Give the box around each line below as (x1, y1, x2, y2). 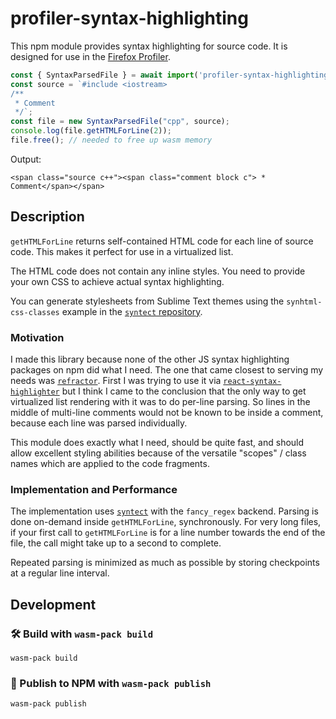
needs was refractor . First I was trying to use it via (10, 375, 222, 387)
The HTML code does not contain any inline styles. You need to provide (10, 265, 306, 277)
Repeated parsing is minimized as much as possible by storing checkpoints (10, 557, 320, 569)
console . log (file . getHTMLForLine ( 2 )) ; (10, 126, 172, 136)
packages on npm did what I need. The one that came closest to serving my (10, 364, 324, 376)
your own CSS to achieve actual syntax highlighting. (10, 275, 225, 287)
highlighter (10, 387, 60, 397)
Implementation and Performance (10, 482, 178, 496)
